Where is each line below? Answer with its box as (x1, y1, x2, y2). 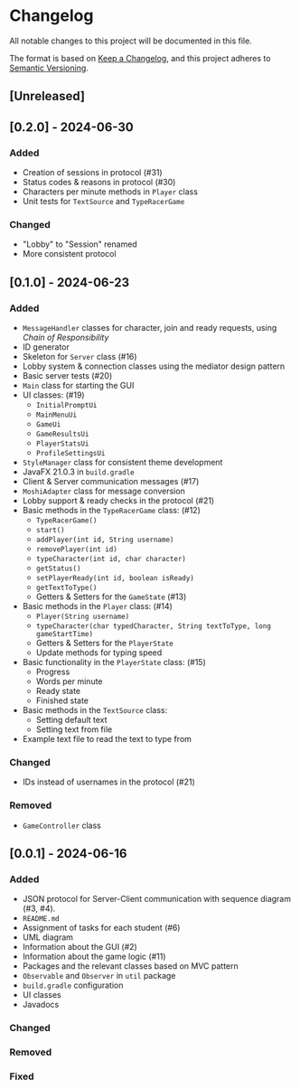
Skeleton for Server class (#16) (22, 352, 137, 361)
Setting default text (35, 715, 108, 725)
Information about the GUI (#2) (22, 942, 137, 953)
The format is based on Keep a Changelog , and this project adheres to (9, 52, 271, 63)
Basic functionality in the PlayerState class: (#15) (22, 657, 206, 667)
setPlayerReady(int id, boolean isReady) (35, 574, 194, 583)
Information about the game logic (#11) (22, 951, 166, 962)
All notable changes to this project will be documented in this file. (9, 35, 253, 46)
